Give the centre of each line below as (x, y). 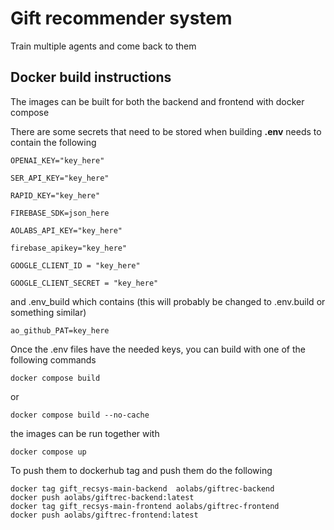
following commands (53, 359)
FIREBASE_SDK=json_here (60, 213)
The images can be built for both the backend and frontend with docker (157, 101)
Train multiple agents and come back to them (103, 46)
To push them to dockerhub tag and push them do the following (141, 470)
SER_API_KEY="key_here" (60, 178)
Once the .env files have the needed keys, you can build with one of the (158, 349)
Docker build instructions (91, 77)
